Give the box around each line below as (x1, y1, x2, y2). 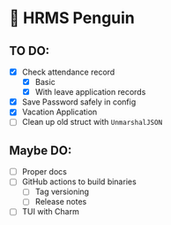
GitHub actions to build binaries (21, 176, 137, 187)
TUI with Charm (21, 206, 79, 217)
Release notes (34, 197, 87, 207)
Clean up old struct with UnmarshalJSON (21, 117, 163, 128)
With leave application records (34, 87, 146, 97)
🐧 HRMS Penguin (9, 8, 135, 28)
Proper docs (21, 167, 68, 177)
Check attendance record (21, 66, 115, 77)
